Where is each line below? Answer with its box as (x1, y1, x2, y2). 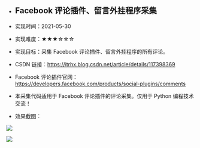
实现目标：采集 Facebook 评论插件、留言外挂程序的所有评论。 (14, 48, 169, 55)
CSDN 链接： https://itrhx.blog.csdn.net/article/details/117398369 (14, 60, 175, 67)
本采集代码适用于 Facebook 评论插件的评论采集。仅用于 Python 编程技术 (14, 92, 195, 100)
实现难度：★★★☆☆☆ (14, 35, 75, 42)
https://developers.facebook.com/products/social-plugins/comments (14, 80, 186, 87)
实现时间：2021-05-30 (14, 23, 71, 30)
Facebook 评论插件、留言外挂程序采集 (14, 5, 157, 16)
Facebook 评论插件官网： (14, 73, 78, 81)
